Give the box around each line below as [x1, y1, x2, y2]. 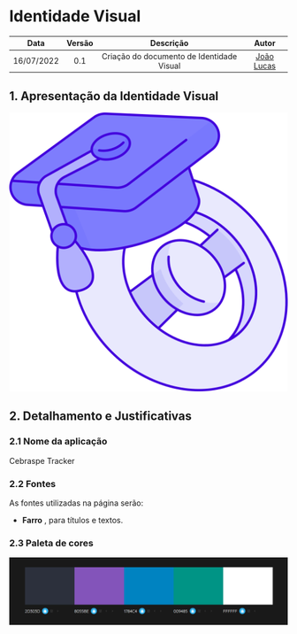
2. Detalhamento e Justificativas [9, 409, 192, 424]
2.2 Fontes [9, 477, 57, 490]
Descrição [149, 38, 189, 49]
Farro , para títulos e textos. [21, 514, 124, 525]
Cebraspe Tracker [9, 455, 75, 466]
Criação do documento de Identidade [101, 50, 238, 61]
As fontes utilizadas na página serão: [9, 498, 144, 508]
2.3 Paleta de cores [9, 537, 95, 549]
